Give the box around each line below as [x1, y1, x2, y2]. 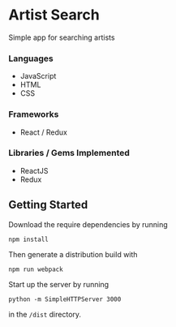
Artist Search [8, 6, 100, 24]
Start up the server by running [8, 279, 109, 289]
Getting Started [8, 198, 88, 212]
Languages [8, 53, 54, 64]
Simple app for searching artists [8, 32, 115, 42]
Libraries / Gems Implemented [8, 148, 130, 159]
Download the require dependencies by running [8, 219, 168, 229]
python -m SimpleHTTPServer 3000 [8, 295, 122, 303]
